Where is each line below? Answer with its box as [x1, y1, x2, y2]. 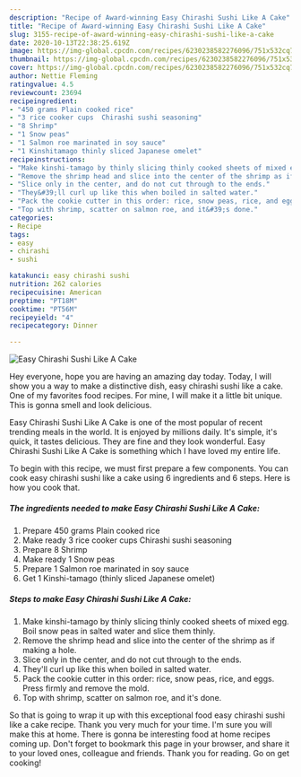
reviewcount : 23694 [9, 88, 82, 97]
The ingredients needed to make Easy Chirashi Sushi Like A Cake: [9, 502, 260, 513]
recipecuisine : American [9, 288, 102, 297]
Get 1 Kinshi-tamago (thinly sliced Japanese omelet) [21, 573, 216, 584]
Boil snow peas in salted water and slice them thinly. [21, 625, 216, 637]
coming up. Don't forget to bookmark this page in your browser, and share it [9, 738, 289, 749]
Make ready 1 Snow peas [21, 554, 115, 565]
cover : [9, 64, 34, 73]
